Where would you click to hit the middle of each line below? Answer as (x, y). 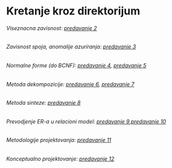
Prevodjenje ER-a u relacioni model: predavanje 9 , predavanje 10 (86, 121)
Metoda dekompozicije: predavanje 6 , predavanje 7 (70, 84)
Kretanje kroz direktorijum (73, 11)
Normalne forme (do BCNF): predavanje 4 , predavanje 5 (76, 65)
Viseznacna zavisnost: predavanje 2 (52, 28)
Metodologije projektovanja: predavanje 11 (59, 140)
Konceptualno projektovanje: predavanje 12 (60, 159)
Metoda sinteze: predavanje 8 (43, 103)
